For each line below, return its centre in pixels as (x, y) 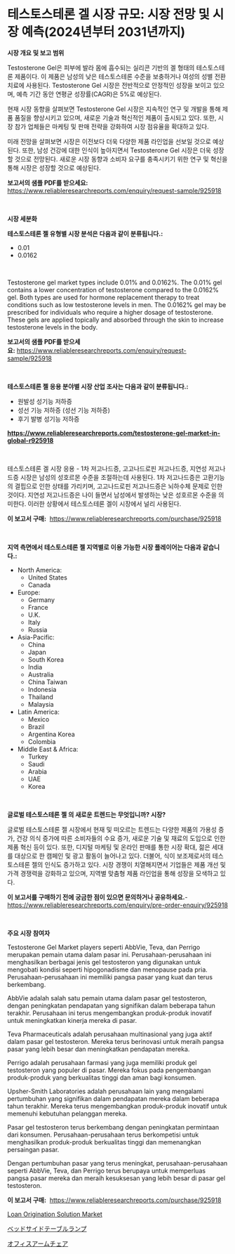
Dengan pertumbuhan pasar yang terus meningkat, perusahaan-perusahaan (117, 1163)
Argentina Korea (51, 734)
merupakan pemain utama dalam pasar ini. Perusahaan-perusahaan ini (109, 954)
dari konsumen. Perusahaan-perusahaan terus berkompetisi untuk (103, 1135)
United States (48, 577)
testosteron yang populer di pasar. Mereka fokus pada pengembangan (109, 1070)
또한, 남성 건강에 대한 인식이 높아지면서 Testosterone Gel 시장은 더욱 (117, 150)
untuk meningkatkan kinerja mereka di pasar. (72, 1020)
